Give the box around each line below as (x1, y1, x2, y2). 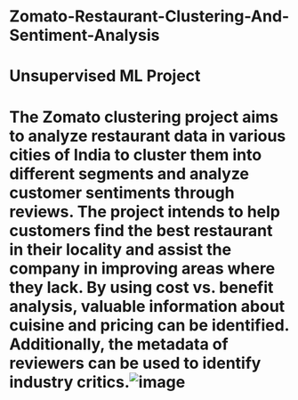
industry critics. (9, 371, 131, 392)
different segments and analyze (9, 163, 250, 184)
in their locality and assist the (9, 239, 232, 259)
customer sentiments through (9, 183, 235, 202)
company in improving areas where (9, 258, 276, 278)
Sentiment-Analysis (9, 25, 160, 45)
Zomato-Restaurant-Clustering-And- (9, 6, 290, 27)
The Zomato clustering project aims (9, 107, 278, 127)
